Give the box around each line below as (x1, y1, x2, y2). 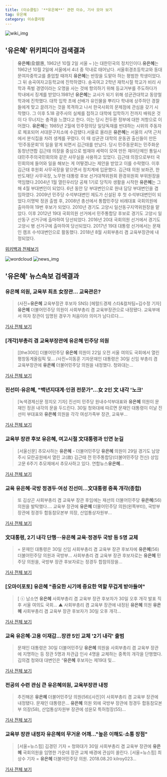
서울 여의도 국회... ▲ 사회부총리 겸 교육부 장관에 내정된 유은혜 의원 (22, 601, 152, 608)
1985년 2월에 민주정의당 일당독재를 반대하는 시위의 (49, 123, 149, 129)
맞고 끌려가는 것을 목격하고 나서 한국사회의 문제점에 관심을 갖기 (30, 104, 154, 110)
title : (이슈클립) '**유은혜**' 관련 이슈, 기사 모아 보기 (5, 7, 113, 13)
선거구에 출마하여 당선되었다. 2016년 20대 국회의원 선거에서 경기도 (30, 217, 161, 223)
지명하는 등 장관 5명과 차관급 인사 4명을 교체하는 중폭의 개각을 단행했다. (22, 651, 163, 657)
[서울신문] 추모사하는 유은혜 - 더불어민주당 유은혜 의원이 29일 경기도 (17, 448, 151, 454)
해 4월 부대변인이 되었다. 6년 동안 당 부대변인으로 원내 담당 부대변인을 (17, 186, 154, 192)
